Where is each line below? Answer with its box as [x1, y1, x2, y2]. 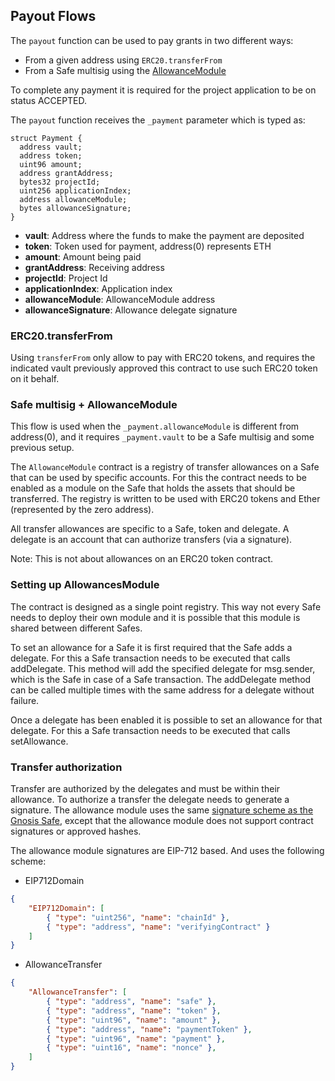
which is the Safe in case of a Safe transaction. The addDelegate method [10, 673, 312, 685]
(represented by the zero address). [10, 504, 155, 516]
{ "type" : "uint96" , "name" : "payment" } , [46, 1034, 226, 1044]
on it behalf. [10, 373, 60, 385]
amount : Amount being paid [24, 250, 142, 263]
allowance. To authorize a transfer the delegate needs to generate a [10, 794, 290, 805]
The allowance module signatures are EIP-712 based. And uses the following [10, 845, 325, 856]
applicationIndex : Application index [24, 282, 173, 294]
